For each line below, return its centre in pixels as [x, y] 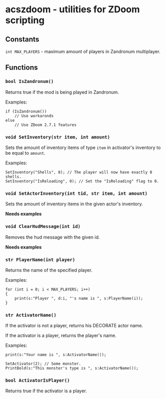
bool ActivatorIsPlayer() [38, 381]
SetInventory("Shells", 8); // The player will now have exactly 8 [79, 172]
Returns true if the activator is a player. [46, 391]
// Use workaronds [34, 116]
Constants [22, 39]
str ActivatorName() [31, 315]
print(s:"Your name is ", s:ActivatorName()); [56, 355]
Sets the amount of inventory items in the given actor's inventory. [74, 204]
